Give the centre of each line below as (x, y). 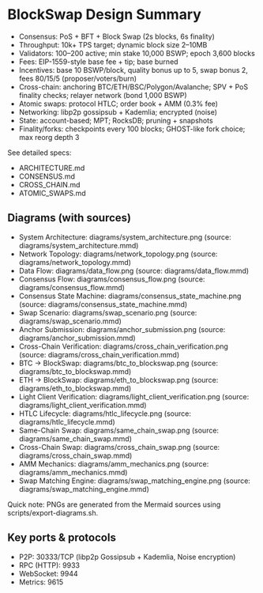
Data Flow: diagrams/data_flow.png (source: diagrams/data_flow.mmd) (134, 270)
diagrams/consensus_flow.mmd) (72, 287)
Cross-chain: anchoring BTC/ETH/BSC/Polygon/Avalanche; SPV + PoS (133, 87)
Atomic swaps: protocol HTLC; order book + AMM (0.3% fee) (118, 104)
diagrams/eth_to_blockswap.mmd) (75, 388)
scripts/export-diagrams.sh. (53, 512)
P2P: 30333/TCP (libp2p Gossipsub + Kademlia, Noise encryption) (127, 557)
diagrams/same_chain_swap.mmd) (75, 438)
